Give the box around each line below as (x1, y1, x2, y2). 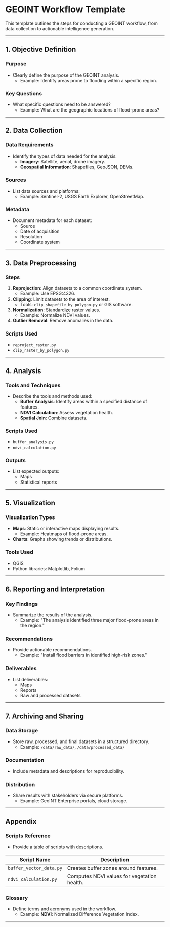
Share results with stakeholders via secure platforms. (12, 792, 124, 799)
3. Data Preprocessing (5, 258, 77, 267)
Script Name (19, 856, 51, 863)
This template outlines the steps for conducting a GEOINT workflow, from (5, 20, 158, 26)
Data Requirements (5, 141, 54, 149)
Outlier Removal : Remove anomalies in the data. (12, 317, 114, 323)
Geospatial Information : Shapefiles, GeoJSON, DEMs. (20, 164, 134, 170)
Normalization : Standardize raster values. (12, 307, 100, 313)
